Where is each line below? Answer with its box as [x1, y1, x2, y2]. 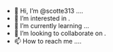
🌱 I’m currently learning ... [13, 22, 90, 30]
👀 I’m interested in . [13, 14, 71, 22]
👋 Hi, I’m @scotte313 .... [13, 7, 83, 15]
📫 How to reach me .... [13, 37, 82, 45]
